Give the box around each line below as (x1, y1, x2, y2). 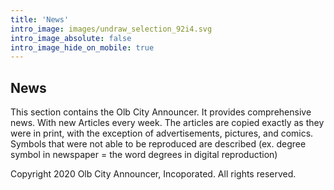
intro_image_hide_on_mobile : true (10, 42, 155, 53)
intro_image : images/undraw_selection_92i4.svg (10, 24, 213, 34)
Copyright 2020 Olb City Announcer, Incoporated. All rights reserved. (10, 168, 297, 180)
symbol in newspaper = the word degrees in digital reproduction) (10, 149, 278, 161)
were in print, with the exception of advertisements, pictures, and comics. (10, 127, 314, 140)
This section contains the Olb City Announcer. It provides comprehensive (10, 106, 312, 118)
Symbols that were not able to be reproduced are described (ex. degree (10, 138, 307, 150)
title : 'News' (10, 14, 70, 25)
